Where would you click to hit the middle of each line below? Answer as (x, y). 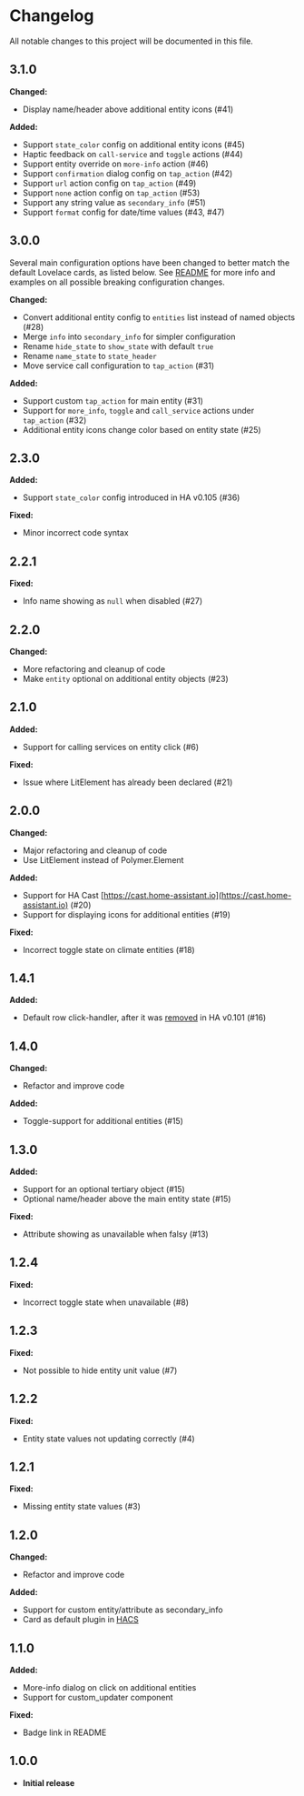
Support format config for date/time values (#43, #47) (123, 212)
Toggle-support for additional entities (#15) (103, 1121)
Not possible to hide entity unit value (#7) (100, 1370)
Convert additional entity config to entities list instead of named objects (159, 317)
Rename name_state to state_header (89, 356)
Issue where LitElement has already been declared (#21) (127, 782)
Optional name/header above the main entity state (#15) (127, 1199)
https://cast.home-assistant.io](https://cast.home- (198, 895)
